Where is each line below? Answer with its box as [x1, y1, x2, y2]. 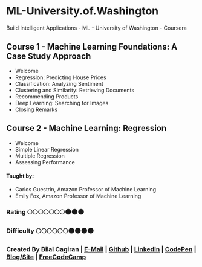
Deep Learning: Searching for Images [15, 99, 109, 106]
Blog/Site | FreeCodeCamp [6, 253, 86, 261]
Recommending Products [15, 92, 79, 100]
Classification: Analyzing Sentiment [15, 80, 104, 87]
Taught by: [6, 172, 34, 179]
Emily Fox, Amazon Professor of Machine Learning [15, 192, 142, 199]
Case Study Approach [6, 51, 91, 62]
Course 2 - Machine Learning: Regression [6, 123, 167, 133]
